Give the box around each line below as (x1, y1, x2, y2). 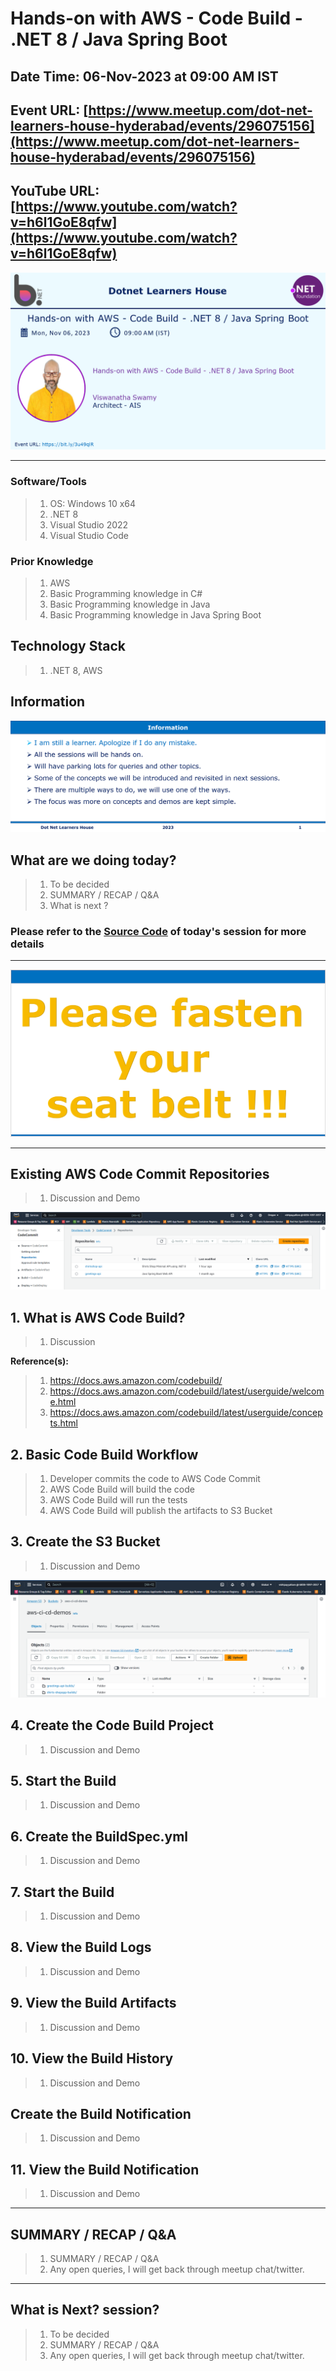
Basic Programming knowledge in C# (49, 587, 203, 599)
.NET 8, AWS (49, 664, 103, 676)
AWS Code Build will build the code (49, 1483, 195, 1495)
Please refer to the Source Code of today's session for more (10, 924, 307, 938)
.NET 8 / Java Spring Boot (10, 28, 228, 51)
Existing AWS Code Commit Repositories (10, 1165, 270, 1182)
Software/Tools (10, 475, 87, 489)
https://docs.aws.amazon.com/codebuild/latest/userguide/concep (49, 1407, 323, 1419)
